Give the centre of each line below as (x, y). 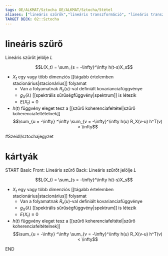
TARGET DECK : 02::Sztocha (32, 19)
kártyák (22, 156)
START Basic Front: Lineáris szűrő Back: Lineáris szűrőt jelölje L (71, 170)
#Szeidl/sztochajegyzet (29, 136)
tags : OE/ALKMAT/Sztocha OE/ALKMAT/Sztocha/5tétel (59, 10)
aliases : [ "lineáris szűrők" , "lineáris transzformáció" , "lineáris (77, 14)
